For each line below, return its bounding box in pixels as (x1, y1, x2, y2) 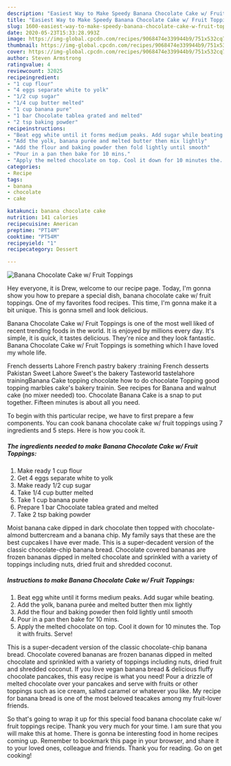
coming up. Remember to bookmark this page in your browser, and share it (7, 736, 219, 745)
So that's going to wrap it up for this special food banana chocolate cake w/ (7, 715, 222, 723)
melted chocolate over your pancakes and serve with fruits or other (7, 679, 198, 688)
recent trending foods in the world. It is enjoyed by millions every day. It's (7, 327, 214, 335)
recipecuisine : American (7, 221, 78, 227)
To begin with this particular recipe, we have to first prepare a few (7, 412, 194, 420)
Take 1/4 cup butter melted (16, 488, 94, 497)
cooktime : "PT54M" (7, 233, 60, 240)
